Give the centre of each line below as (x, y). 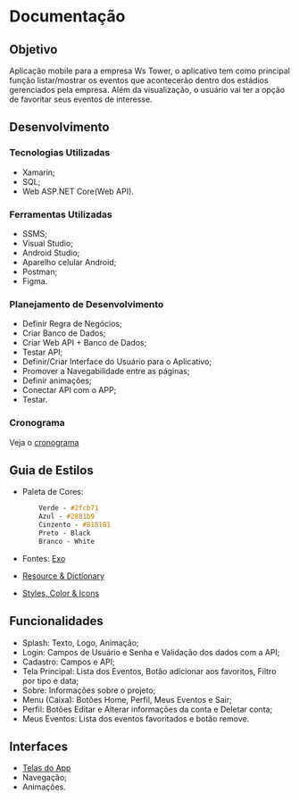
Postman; (40, 271)
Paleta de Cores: (53, 492)
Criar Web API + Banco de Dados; (84, 343)
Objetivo (33, 50)
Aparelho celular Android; (69, 262)
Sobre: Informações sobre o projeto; (89, 690)
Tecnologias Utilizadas (60, 153)
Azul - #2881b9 (67, 517)
